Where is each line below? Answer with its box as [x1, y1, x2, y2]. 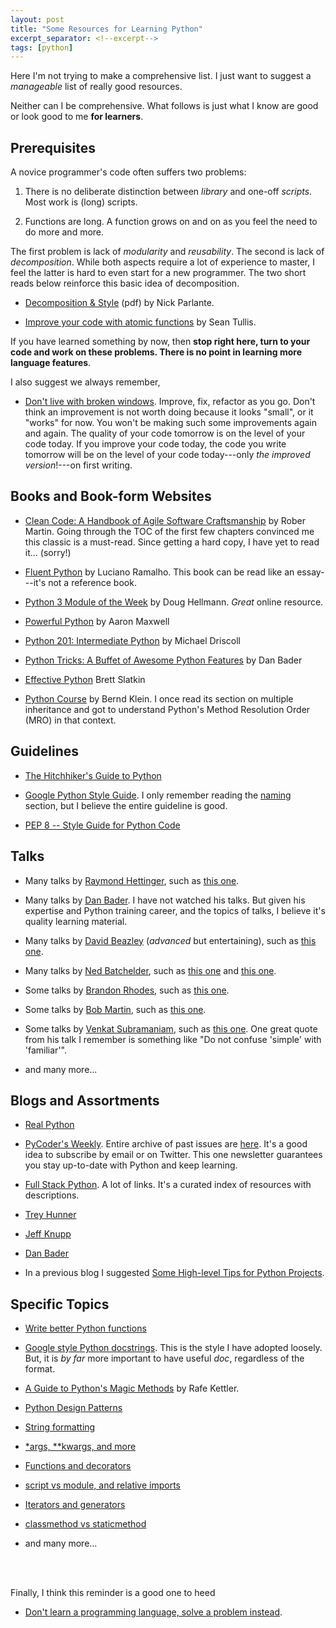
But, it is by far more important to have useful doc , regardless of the [24, 1352, 305, 1365]
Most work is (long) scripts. [24, 196, 138, 208]
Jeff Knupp [24, 1228, 72, 1240]
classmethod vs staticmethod [24, 1518, 147, 1530]
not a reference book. [48, 576, 137, 588]
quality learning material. [24, 915, 128, 927]
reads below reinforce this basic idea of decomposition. [10, 277, 240, 290]
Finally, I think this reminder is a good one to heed [10, 1587, 216, 1599]
